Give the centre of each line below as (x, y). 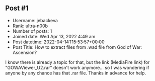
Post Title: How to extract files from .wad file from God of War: (77, 47)
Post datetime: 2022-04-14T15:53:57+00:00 (58, 42)
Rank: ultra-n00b (30, 26)
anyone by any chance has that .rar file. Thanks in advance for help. (76, 73)
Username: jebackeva (35, 20)
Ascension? (24, 52)
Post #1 (17, 8)
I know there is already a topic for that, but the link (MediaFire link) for (77, 62)
